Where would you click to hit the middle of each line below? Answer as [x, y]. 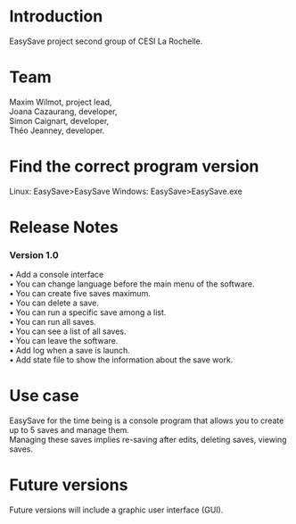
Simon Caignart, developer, [59, 121]
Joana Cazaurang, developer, [63, 111]
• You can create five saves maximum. [80, 294]
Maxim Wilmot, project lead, [61, 102]
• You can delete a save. [54, 303]
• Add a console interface [57, 275]
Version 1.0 [34, 254]
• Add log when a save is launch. [70, 351]
